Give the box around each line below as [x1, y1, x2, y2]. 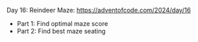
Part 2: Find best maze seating [16, 27, 106, 35]
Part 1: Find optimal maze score [16, 20, 109, 27]
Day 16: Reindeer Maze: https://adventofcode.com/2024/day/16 [6, 6, 191, 14]
